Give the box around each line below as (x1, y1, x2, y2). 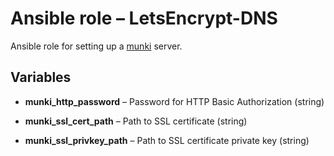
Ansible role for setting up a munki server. (10, 40, 183, 52)
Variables (10, 69, 72, 86)
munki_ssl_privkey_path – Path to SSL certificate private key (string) (24, 134, 310, 146)
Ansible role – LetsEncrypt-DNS (10, 7, 278, 30)
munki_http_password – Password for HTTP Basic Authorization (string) (24, 95, 325, 107)
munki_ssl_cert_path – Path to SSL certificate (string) (24, 115, 248, 127)
